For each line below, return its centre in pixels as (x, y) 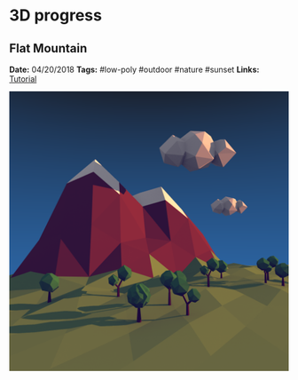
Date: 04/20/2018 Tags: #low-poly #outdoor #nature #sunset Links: (134, 69)
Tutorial (23, 79)
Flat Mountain (48, 48)
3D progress (55, 16)
